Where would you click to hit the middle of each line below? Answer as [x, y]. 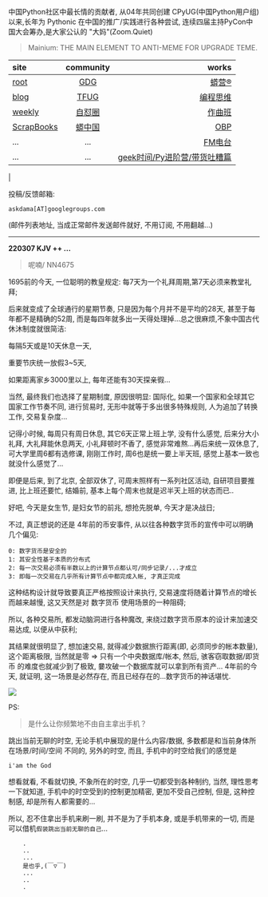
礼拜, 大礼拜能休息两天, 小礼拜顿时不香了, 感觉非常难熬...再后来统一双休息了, [134, 443]
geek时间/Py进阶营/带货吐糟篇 [175, 157]
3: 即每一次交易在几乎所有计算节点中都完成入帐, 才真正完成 [95, 577]
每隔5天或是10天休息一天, [50, 345]
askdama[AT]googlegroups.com [57, 209]
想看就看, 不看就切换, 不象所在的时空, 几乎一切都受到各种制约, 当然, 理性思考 [134, 782]
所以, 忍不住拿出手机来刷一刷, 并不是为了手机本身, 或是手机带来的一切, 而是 [132, 818]
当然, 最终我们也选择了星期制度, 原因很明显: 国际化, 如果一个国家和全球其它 [132, 397]
